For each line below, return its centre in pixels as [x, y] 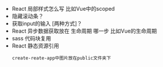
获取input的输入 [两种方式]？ [47, 23]
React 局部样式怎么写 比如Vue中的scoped [63, 9]
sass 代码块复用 [31, 38]
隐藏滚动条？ [27, 16]
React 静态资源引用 [36, 46]
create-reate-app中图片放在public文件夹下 [61, 58]
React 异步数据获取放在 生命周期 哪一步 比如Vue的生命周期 [84, 31]
